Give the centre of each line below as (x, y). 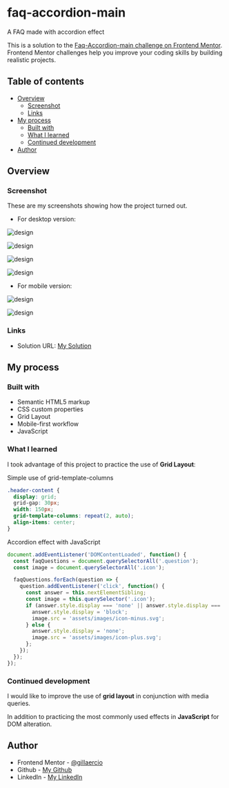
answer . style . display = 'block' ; (80, 612)
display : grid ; (35, 497)
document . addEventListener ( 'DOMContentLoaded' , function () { (97, 554)
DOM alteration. (30, 724)
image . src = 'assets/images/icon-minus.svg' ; (99, 618)
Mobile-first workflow (48, 424)
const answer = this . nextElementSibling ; (86, 593)
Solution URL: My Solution (54, 346)
